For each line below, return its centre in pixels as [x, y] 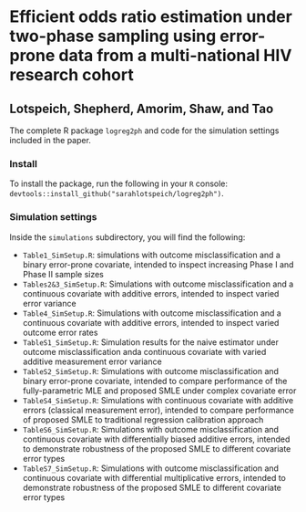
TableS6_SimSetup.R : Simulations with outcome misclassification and [151, 429]
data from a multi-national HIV [175, 56]
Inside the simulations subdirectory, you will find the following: [127, 237]
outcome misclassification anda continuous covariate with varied [144, 351]
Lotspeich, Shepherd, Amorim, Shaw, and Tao [142, 108]
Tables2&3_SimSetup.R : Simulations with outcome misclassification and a [158, 284]
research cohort [71, 75]
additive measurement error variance [92, 361]
